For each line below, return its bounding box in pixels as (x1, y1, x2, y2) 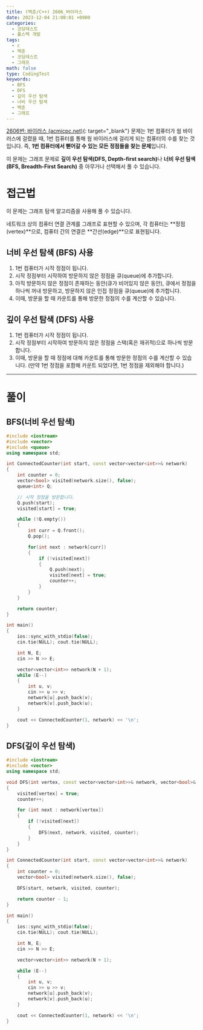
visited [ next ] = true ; (49, 572, 107, 578)
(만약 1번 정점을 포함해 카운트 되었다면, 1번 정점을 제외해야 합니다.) (28, 361, 184, 369)
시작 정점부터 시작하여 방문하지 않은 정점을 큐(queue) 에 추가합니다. (14, 272, 173, 279)
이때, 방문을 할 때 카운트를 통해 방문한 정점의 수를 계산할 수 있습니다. (14, 295, 176, 302)
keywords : (6, 76, 31, 82)
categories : (6, 20, 36, 26)
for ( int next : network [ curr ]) (28, 544, 107, 550)
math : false (6, 65, 36, 71)
